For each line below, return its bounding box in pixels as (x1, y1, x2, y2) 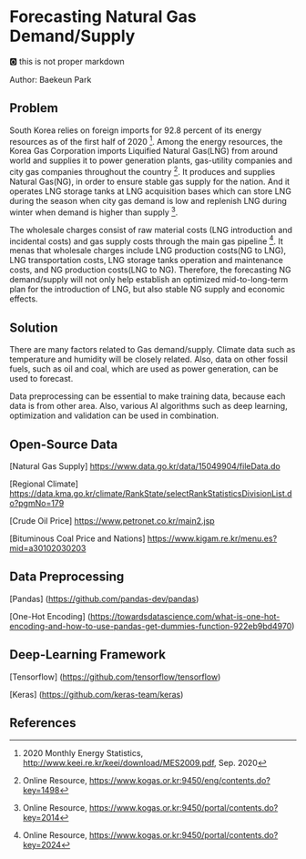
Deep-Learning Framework (9, 647, 167, 662)
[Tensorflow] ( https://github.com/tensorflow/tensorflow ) (9, 671, 221, 682)
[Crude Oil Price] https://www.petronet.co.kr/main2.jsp (9, 516, 216, 526)
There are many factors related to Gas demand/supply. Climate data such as (9, 344, 296, 355)
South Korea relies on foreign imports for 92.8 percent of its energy (9, 125, 262, 136)
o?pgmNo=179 (9, 498, 65, 508)
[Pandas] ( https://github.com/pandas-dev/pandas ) (9, 593, 199, 604)
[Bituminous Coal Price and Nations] (9, 533, 146, 544)
